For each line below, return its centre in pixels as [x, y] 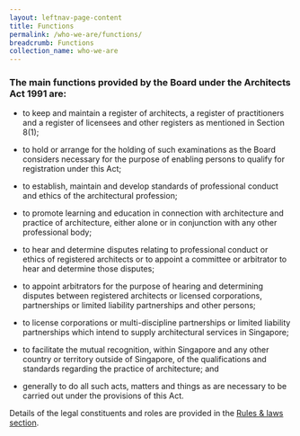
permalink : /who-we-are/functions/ [76, 34]
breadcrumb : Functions [52, 43]
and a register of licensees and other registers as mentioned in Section [153, 123]
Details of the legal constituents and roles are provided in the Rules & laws [146, 414]
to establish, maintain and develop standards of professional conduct [150, 186]
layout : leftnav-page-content [66, 18]
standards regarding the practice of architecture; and [121, 369]
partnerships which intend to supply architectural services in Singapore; [155, 333]
